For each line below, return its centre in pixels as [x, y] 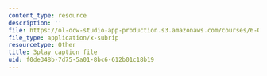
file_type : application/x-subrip [64, 38]
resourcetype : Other [43, 45]
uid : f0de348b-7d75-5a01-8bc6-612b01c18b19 [81, 60]
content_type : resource [48, 15]
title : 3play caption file [53, 52]
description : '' [35, 23]
